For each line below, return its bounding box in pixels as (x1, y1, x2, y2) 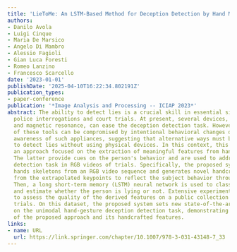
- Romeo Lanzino (7, 63, 55, 70)
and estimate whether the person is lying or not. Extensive (13, 188, 197, 195)
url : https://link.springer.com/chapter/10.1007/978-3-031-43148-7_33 (13, 234, 226, 241)
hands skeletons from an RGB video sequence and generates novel (13, 167, 210, 175)
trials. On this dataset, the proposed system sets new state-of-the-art (13, 200, 235, 208)
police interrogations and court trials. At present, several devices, (13, 115, 229, 122)
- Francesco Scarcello (7, 69, 74, 76)
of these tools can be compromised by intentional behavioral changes (13, 128, 226, 136)
